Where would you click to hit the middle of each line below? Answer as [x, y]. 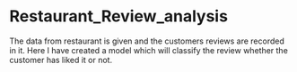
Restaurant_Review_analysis [119, 16]
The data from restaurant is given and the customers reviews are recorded [147, 41]
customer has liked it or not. [61, 60]
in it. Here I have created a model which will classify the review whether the [149, 50]
